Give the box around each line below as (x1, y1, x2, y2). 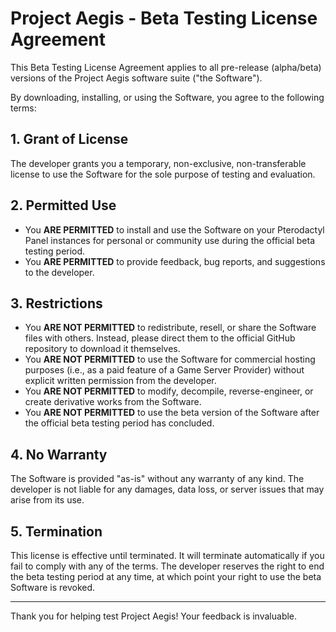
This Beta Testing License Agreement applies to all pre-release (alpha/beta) (10, 61, 322, 73)
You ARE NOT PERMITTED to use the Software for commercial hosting (24, 353, 316, 366)
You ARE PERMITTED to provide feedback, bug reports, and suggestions (24, 255, 326, 267)
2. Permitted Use (10, 197, 117, 214)
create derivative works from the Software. (24, 396, 202, 408)
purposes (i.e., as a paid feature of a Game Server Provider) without (24, 364, 305, 376)
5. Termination (10, 523, 103, 540)
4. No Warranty (10, 446, 108, 463)
